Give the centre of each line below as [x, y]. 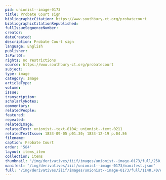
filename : [15, 138]
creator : [14, 33]
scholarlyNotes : [22, 102]
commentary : [17, 106]
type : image [17, 74]
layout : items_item [25, 152]
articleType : [19, 83]
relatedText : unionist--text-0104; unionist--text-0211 [64, 129]
